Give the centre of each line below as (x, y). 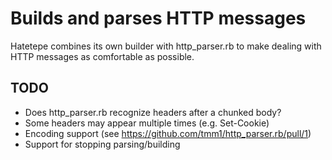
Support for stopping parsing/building (102, 144)
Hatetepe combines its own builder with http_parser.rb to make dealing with (166, 46)
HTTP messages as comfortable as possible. (102, 56)
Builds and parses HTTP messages (158, 18)
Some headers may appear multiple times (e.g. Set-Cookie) (147, 123)
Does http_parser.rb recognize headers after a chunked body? (153, 112)
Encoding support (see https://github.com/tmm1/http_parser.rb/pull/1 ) (168, 133)
